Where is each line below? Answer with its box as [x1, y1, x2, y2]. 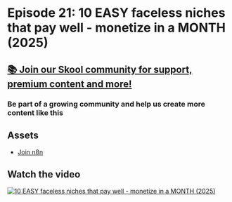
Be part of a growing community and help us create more [7, 99, 205, 109]
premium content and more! [7, 78, 132, 90]
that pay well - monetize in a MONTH [7, 20, 226, 36]
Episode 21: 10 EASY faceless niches [7, 5, 226, 21]
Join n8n [17, 148, 44, 156]
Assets [7, 129, 39, 141]
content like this [7, 107, 63, 117]
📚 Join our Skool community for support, [7, 63, 193, 75]
